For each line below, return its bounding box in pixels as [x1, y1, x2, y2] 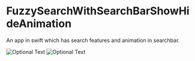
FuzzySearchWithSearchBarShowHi [6, 4, 190, 18]
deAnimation [6, 17, 72, 30]
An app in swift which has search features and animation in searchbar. [6, 36, 180, 44]
